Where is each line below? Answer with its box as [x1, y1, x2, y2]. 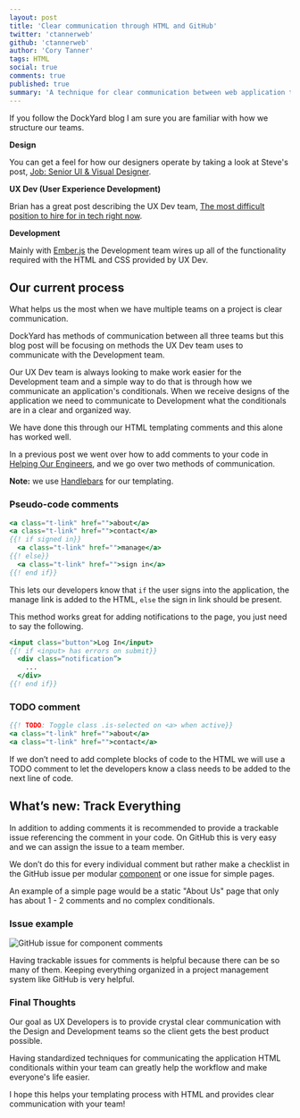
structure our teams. [9, 122, 85, 132]
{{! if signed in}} [9, 535, 82, 544]
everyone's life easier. [9, 1072, 91, 1082]
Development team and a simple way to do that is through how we [9, 376, 253, 387]
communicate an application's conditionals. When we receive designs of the [9, 386, 290, 397]
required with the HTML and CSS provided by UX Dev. [9, 254, 208, 265]
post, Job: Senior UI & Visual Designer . [9, 166, 152, 177]
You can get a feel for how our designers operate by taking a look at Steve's [9, 156, 288, 167]
